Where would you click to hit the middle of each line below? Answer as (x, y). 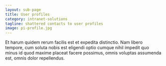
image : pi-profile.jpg (29, 28)
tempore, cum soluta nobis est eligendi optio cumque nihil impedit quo (77, 48)
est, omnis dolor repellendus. (35, 58)
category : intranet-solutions (37, 19)
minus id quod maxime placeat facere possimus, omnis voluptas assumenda (83, 53)
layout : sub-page (23, 10)
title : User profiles (28, 14)
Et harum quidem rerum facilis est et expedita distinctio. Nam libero (74, 42)
